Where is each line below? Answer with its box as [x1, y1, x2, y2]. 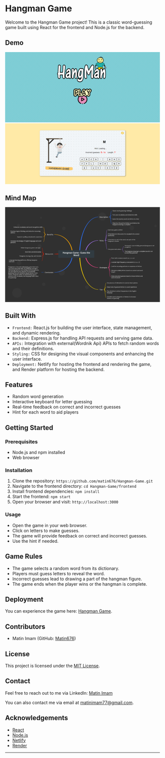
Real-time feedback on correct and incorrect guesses [12, 404, 121, 410]
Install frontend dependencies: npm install [12, 488, 100, 494]
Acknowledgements [5, 714, 68, 722]
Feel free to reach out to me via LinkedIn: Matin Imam [5, 690, 113, 696]
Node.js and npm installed [12, 449, 65, 455]
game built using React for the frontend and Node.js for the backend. [5, 24, 145, 30]
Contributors [5, 622, 46, 631]
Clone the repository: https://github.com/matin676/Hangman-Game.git [12, 478, 153, 484]
